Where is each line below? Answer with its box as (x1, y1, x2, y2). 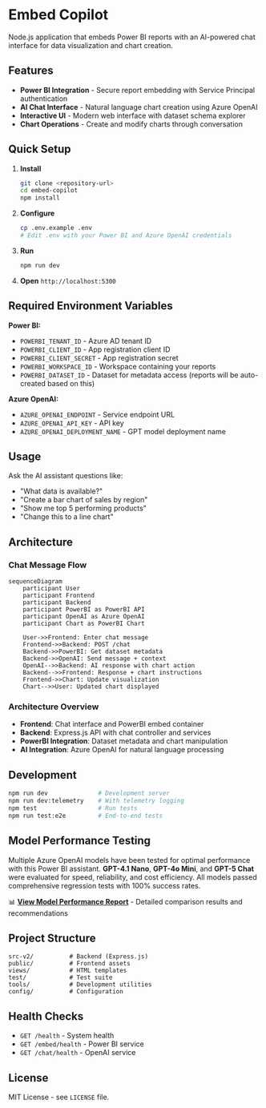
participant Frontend (22, 591, 95, 600)
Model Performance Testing (8, 834, 151, 848)
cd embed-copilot (19, 187, 79, 195)
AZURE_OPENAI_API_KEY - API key (19, 418, 124, 428)
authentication (19, 94, 68, 103)
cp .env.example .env (19, 224, 92, 232)
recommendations (8, 908, 69, 918)
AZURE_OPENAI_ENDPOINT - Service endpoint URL (19, 409, 175, 419)
